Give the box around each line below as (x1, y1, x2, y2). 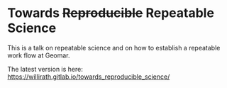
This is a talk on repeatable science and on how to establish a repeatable (7, 43, 221, 52)
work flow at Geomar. (7, 51, 70, 60)
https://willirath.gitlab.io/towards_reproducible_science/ (7, 72, 170, 81)
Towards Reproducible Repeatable (7, 5, 215, 21)
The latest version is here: (7, 65, 83, 73)
